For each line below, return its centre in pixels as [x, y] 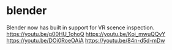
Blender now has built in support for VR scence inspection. [80, 27]
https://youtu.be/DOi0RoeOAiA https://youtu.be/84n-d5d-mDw [86, 40]
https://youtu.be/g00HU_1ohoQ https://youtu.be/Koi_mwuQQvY [86, 34]
